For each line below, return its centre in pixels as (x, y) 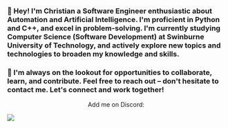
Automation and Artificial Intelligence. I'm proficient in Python (113, 19)
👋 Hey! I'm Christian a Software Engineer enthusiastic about (110, 11)
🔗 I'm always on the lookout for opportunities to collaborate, (110, 72)
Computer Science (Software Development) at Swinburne (106, 36)
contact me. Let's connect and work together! (86, 89)
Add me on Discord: (116, 105)
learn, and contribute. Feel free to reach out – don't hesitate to (113, 81)
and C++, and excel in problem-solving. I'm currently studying (114, 28)
